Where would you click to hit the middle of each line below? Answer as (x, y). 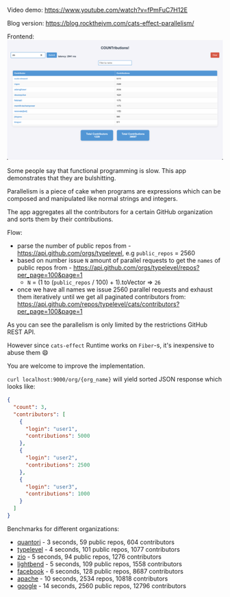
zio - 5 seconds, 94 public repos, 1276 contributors (89, 557)
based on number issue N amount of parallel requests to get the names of (119, 261)
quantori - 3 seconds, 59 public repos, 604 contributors (95, 542)
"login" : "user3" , (51, 487)
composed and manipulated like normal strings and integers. (92, 199)
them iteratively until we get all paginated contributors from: (101, 297)
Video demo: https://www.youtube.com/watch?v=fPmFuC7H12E (98, 10)
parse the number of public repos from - (74, 246)
